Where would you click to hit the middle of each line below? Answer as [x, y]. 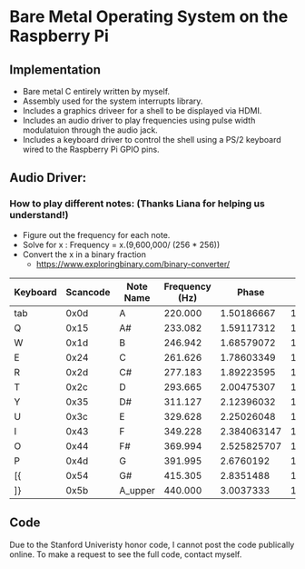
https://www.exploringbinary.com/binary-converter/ [133, 264]
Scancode [88, 292]
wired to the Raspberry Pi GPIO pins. [91, 149]
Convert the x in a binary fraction [84, 254]
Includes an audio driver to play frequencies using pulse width [139, 120]
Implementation [55, 70]
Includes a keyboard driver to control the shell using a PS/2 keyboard [152, 140]
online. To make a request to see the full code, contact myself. [126, 554]
